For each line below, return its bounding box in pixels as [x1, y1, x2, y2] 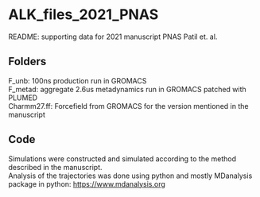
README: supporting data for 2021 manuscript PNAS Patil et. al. [8, 32, 218, 41]
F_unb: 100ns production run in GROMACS [8, 75, 147, 85]
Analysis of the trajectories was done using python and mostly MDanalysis [8, 171, 253, 180]
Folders [8, 55, 47, 68]
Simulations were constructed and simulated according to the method [8, 153, 237, 164]
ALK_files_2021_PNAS [8, 6, 159, 24]
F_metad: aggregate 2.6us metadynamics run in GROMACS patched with [8, 84, 246, 94]
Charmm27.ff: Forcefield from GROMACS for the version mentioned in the [8, 101, 249, 110]
